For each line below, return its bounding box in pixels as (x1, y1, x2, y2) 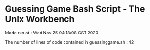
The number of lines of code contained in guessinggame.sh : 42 (5, 39, 134, 45)
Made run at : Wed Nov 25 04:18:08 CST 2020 (5, 30, 99, 35)
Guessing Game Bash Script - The (5, 3, 145, 15)
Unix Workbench (5, 14, 75, 25)
